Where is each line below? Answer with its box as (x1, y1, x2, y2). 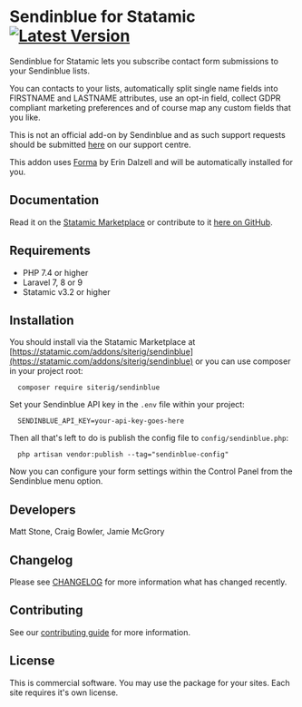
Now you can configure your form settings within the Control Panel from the (9, 466, 293, 477)
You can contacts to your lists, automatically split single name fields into (9, 83, 278, 93)
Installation (9, 312, 74, 328)
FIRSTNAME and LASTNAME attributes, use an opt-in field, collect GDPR (9, 93, 281, 103)
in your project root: (9, 366, 83, 377)
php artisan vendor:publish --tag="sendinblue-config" (17, 450, 229, 459)
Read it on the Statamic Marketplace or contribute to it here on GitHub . (9, 216, 274, 228)
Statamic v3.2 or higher (22, 286, 111, 297)
